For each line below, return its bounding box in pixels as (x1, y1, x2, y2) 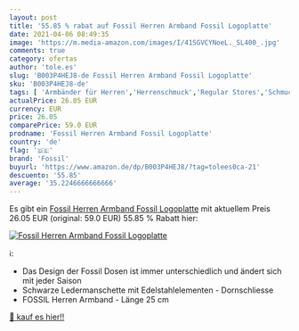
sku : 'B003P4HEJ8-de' (9, 79, 90, 88)
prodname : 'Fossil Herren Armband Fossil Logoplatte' (9, 129, 214, 138)
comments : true (9, 46, 66, 55)
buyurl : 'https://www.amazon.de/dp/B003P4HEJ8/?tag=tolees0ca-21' (9, 162, 261, 171)
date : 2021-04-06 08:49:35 (9, 29, 109, 38)
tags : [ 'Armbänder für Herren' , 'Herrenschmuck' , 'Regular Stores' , (9, 87, 265, 96)
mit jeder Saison (21, 276, 82, 286)
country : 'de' (9, 137, 62, 146)
